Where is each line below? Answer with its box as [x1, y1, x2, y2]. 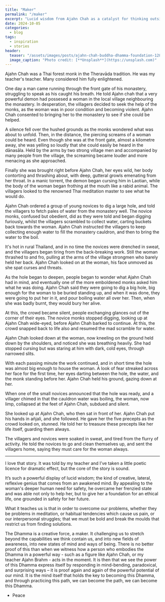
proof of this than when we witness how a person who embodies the [5, 546, 144, 552]
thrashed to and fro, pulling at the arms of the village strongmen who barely [5, 254, 158, 260]
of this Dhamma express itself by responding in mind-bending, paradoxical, [5, 562, 158, 568]
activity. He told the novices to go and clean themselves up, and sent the [5, 441, 152, 447]
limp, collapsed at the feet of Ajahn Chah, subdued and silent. [5, 401, 130, 407]
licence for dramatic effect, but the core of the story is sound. [5, 465, 130, 472]
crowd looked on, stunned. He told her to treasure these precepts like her [5, 421, 154, 427]
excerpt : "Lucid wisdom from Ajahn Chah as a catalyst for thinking [5, 16, 148, 21]
